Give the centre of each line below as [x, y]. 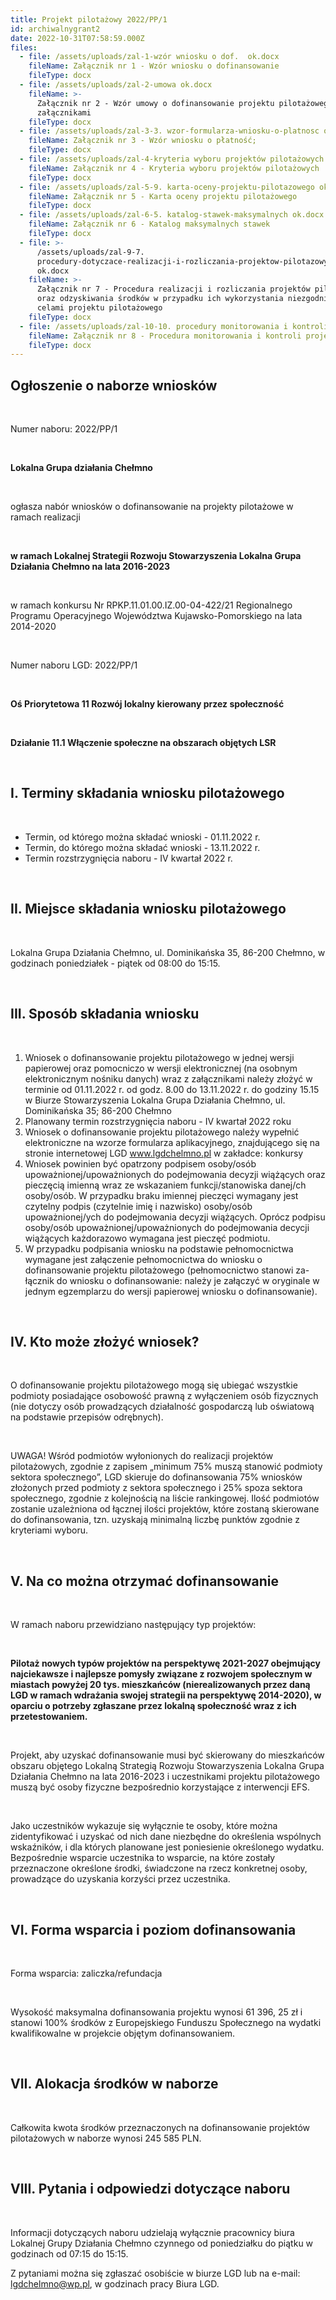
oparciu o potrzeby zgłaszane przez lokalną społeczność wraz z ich [153, 1706]
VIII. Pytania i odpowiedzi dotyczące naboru [150, 2189]
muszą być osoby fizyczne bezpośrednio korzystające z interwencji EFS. [160, 1787]
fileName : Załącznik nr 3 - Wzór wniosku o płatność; [142, 141]
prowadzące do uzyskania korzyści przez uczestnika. [120, 1879]
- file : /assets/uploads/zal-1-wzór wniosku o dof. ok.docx [149, 57]
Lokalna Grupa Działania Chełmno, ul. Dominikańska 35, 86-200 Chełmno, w [168, 952]
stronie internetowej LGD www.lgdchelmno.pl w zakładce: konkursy [164, 1153]
